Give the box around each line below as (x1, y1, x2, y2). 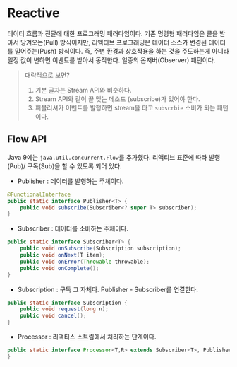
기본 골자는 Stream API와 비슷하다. (35, 86, 132, 94)
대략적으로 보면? (24, 71, 71, 79)
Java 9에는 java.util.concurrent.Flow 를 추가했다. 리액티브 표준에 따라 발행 (7, 153, 221, 161)
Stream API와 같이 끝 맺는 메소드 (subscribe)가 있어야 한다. (35, 94, 201, 103)
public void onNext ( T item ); (20, 252, 106, 259)
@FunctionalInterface (7, 191, 71, 198)
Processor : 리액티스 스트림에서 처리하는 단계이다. (17, 332, 157, 341)
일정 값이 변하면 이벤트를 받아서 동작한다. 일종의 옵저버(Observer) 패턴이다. (7, 55, 216, 64)
